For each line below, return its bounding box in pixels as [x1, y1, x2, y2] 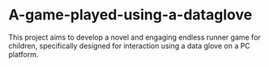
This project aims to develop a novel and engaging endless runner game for [8, 32, 261, 42]
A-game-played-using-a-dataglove [8, 6, 253, 24]
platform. [8, 49, 39, 59]
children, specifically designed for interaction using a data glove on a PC [8, 40, 251, 50]
